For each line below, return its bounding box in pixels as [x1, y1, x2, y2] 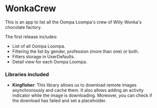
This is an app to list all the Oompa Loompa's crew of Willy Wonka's [5, 19, 142, 25]
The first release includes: [5, 34, 58, 40]
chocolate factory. [5, 24, 42, 30]
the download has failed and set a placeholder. [12, 98, 107, 104]
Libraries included [5, 71, 49, 78]
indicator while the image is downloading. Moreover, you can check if [12, 92, 153, 98]
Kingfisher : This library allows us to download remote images [12, 82, 137, 88]
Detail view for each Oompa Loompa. [12, 59, 88, 65]
